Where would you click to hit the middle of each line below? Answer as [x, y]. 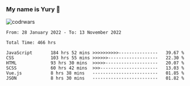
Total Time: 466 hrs [31, 43]
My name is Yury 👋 [33, 9]
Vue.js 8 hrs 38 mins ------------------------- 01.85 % [95, 73]
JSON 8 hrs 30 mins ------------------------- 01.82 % [95, 78]
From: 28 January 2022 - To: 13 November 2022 [64, 33]
